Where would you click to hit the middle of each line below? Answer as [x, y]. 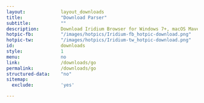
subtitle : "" [36, 23]
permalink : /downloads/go [51, 68]
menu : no [36, 57]
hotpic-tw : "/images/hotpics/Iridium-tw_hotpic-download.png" [99, 40]
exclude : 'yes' [43, 85]
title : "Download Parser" [57, 18]
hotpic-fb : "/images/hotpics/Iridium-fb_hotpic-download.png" [99, 35]
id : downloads [46, 46]
